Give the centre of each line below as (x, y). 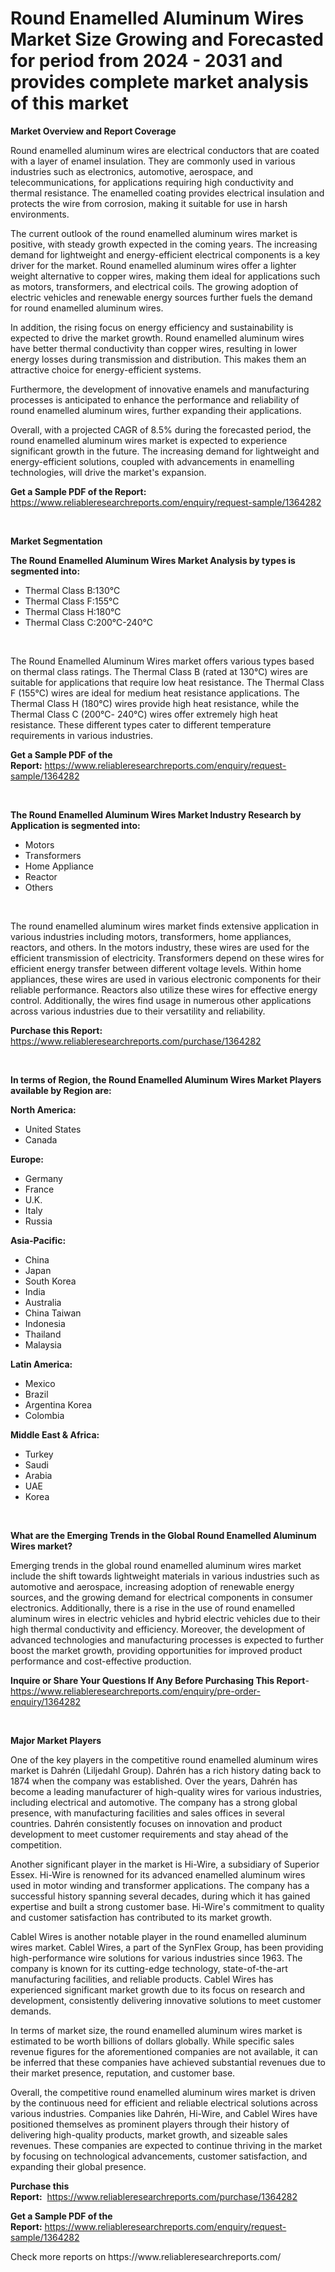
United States (53, 1129)
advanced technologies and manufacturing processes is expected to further (167, 1639)
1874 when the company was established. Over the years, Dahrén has (154, 1781)
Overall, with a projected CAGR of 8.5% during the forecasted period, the (161, 429)
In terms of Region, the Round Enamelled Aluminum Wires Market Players (166, 1079)
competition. (36, 1844)
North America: (43, 1109)
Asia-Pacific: (38, 1240)
